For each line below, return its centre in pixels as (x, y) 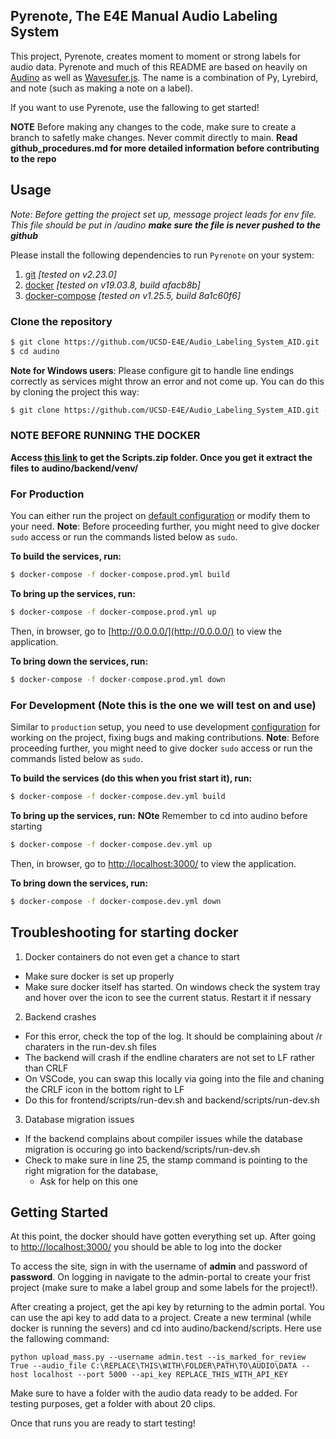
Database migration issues (79, 1119)
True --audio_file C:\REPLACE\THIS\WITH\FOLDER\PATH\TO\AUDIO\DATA (154, 1366)
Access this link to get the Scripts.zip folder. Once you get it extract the (161, 457)
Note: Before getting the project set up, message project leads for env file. (163, 214)
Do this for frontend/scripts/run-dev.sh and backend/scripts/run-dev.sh (172, 1100)
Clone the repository (61, 321)
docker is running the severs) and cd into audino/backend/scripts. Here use (166, 1328)
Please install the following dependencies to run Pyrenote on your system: (162, 255)
